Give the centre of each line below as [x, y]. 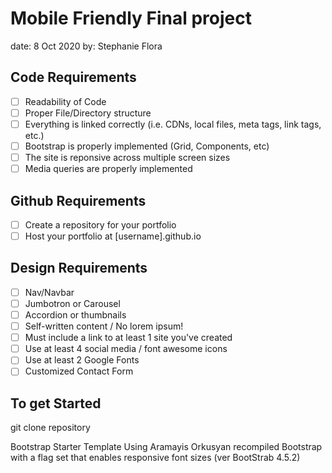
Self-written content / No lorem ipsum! [104, 326]
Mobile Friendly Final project [131, 18]
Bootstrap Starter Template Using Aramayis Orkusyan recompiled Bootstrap [166, 447]
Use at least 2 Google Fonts [82, 360]
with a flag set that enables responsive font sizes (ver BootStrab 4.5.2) [155, 458]
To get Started [56, 403]
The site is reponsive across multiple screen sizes [127, 157]
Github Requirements [78, 200]
